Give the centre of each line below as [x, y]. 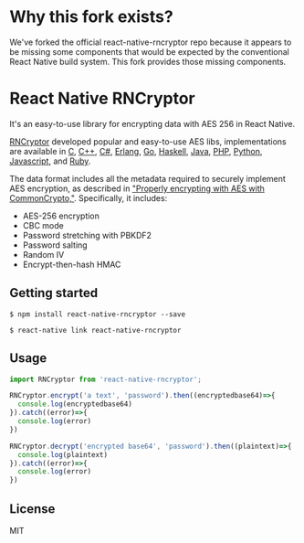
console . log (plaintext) [63, 454]
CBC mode [43, 225]
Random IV [43, 254]
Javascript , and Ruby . [50, 161]
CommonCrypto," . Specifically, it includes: [89, 197]
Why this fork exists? [91, 17]
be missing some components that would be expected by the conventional [149, 51]
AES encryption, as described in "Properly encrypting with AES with [137, 188]
